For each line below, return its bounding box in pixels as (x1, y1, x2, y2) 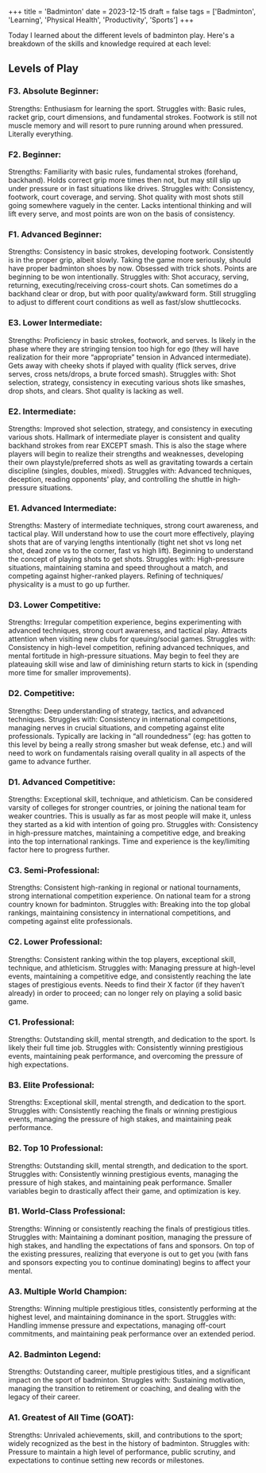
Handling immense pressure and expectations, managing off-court (8, 1321, 226, 1330)
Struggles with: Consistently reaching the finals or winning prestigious (8, 1106, 238, 1116)
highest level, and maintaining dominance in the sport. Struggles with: (8, 1313, 237, 1322)
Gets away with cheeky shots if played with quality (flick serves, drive (8, 360, 237, 370)
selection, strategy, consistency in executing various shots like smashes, (8, 377, 246, 387)
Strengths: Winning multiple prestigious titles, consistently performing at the (8, 1304, 257, 1313)
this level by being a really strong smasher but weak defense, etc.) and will (8, 740, 253, 749)
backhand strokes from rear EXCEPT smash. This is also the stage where (8, 440, 248, 450)
